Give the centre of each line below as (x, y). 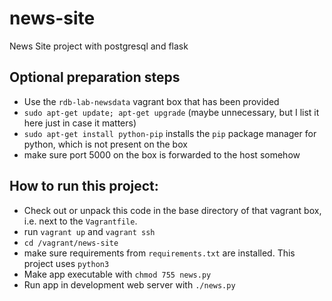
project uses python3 (66, 263)
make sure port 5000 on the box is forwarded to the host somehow (162, 154)
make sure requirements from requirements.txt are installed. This (159, 253)
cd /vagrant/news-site (71, 243)
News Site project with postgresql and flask (99, 46)
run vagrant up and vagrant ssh (89, 231)
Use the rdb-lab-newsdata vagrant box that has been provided (151, 101)
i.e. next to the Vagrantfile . (80, 221)
